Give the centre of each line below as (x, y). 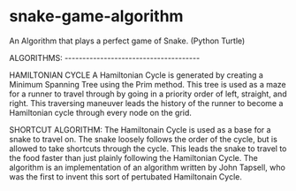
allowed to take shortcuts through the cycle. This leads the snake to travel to (148, 149)
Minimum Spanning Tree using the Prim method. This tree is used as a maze (148, 84)
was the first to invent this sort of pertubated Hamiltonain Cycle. (126, 176)
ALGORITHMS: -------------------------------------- (105, 57)
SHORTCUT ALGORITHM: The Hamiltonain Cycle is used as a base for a (140, 129)
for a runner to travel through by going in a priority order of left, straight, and (148, 94)
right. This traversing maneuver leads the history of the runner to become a (146, 103)
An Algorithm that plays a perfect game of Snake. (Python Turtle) (127, 41)
